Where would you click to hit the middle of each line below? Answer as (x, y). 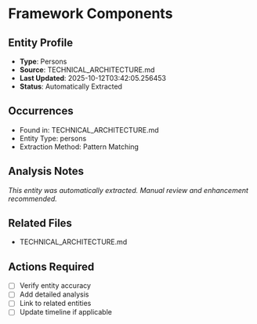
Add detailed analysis (54, 294)
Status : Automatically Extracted (71, 86)
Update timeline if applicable (65, 312)
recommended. (33, 198)
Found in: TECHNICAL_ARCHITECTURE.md (89, 129)
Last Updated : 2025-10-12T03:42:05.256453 (93, 78)
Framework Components (90, 14)
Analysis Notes (46, 171)
